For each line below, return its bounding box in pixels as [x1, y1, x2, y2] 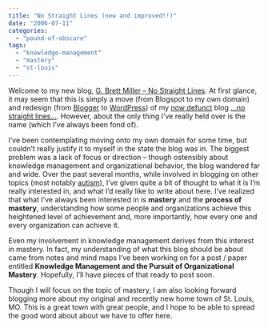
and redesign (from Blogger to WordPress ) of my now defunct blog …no [8, 102, 246, 112]
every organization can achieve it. [8, 220, 120, 230]
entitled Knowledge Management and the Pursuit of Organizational [8, 261, 234, 270]
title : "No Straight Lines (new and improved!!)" [8, 11, 178, 20]
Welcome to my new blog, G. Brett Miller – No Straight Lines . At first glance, [8, 86, 258, 95]
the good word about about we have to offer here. [8, 310, 173, 320]
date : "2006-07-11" [8, 19, 74, 27]
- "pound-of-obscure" [15, 34, 88, 42]
